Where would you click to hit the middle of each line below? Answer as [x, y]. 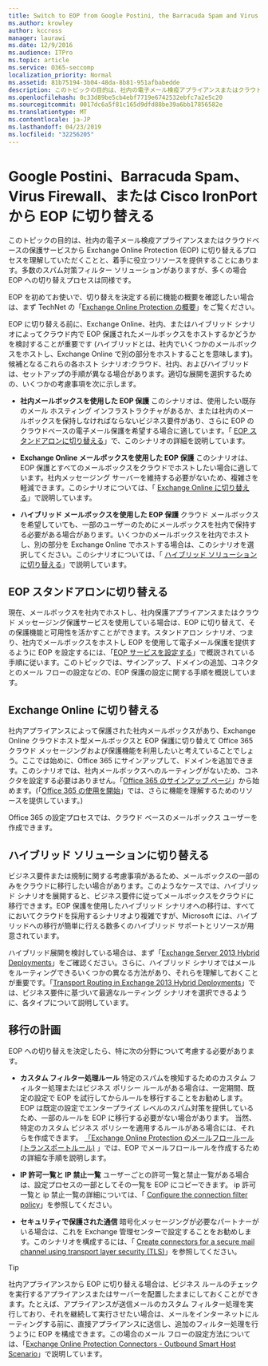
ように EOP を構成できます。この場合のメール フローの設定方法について [133, 1333]
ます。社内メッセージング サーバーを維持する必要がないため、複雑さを [143, 477]
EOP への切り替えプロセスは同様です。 [72, 279]
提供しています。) [56, 801]
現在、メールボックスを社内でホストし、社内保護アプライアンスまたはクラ [130, 612]
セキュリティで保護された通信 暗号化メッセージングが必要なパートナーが [139, 1221]
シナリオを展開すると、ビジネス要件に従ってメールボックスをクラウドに [136, 896]
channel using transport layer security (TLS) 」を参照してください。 [130, 1251]
